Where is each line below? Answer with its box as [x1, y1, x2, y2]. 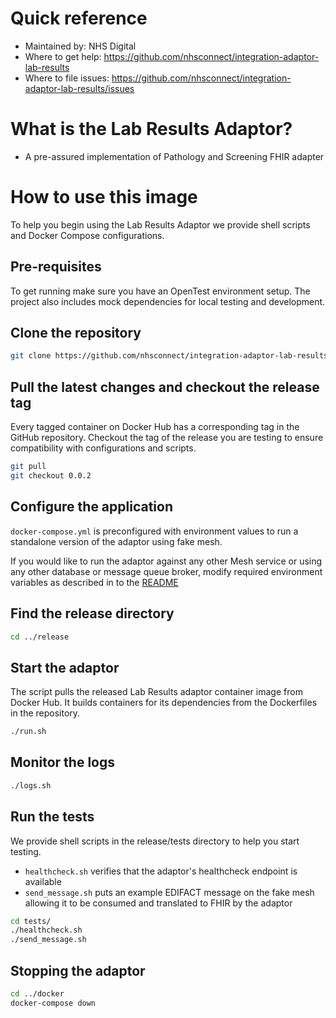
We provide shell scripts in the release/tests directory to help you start [10, 835, 300, 847]
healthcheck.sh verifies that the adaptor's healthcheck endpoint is [24, 865, 298, 877]
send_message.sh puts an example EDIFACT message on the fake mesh [24, 886, 315, 898]
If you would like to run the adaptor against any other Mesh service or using [10, 555, 323, 567]
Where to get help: [24, 50, 102, 62]
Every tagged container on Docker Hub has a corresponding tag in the [10, 421, 300, 433]
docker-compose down [10, 998, 97, 1008]
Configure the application [10, 498, 174, 516]
